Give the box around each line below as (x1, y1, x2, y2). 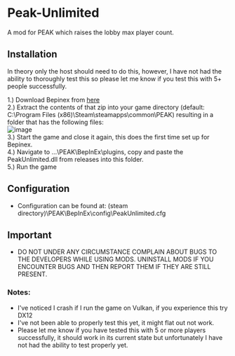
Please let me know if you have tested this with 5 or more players (17, 326, 206, 334)
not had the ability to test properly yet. (17, 341, 128, 349)
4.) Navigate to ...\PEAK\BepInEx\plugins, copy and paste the (7, 147, 184, 156)
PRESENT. (17, 270, 48, 278)
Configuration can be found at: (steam (17, 201, 128, 210)
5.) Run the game (7, 163, 58, 171)
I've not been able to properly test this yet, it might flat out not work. (17, 318, 215, 327)
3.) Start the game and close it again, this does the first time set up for (7, 132, 210, 141)
